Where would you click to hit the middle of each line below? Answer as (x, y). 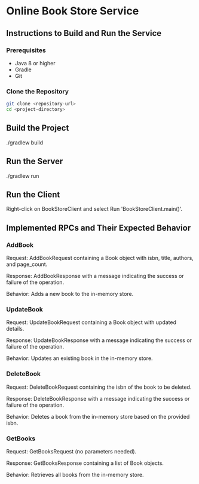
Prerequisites (26, 50)
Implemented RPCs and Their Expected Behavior (99, 228)
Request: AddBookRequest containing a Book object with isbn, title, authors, (100, 258)
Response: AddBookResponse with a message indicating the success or (95, 276)
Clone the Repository (38, 91)
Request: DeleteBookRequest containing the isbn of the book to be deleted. (99, 387)
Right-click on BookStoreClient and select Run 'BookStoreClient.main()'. (94, 209)
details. (15, 329)
